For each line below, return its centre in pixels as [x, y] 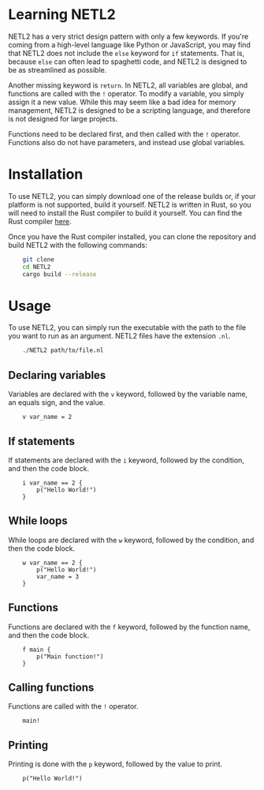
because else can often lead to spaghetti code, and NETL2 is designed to [128, 62]
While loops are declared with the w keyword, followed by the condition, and [131, 540]
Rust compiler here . [40, 221]
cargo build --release [59, 274]
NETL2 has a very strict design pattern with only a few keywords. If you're [128, 36]
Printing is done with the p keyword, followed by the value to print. [115, 764]
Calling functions [51, 687]
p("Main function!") [70, 657]
